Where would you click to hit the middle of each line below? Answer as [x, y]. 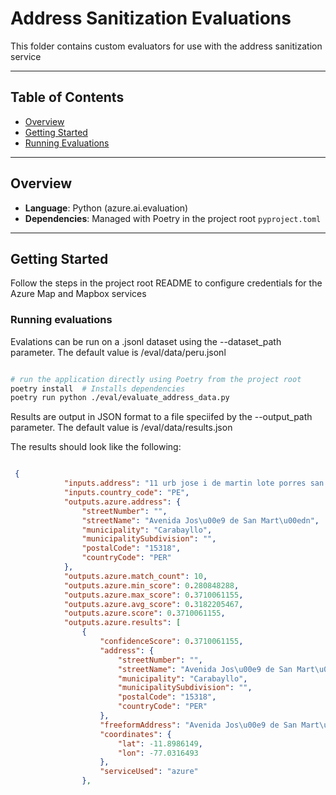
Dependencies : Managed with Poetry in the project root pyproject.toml [173, 218]
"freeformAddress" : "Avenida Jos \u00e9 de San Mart [209, 725]
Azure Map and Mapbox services [78, 294]
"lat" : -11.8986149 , [160, 743]
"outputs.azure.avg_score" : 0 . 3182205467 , [153, 604]
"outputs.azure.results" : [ [122, 623]
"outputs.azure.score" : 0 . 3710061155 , [144, 613]
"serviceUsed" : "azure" [149, 772]
